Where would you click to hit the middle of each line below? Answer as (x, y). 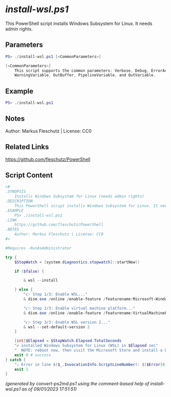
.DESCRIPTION (19, 201)
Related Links (27, 147)
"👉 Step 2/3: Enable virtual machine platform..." (80, 308)
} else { (24, 290)
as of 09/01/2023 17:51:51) (49, 389)
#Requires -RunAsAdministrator (38, 248)
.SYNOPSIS (16, 192)
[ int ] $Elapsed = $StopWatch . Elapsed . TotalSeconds (68, 341)
